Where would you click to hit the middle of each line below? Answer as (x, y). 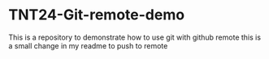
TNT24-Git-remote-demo (97, 15)
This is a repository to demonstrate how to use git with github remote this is (135, 37)
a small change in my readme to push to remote (88, 45)
